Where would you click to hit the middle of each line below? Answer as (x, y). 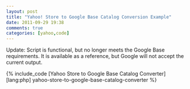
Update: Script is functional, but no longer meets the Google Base (86, 50)
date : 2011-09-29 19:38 (35, 22)
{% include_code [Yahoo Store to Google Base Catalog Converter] (86, 74)
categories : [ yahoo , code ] (38, 33)
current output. (24, 63)
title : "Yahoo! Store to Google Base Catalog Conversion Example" (89, 17)
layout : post (22, 11)
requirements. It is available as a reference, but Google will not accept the (95, 56)
